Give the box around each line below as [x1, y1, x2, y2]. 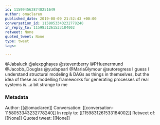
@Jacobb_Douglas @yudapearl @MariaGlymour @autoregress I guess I [5, 66, 149, 72]
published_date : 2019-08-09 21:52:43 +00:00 [5, 16, 97, 21]
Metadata [5, 93, 28, 100]
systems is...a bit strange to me [5, 81, 68, 88]
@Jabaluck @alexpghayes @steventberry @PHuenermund [5, 61, 123, 67]
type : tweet [5, 39, 29, 44]
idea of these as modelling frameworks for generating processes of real [5, 76, 149, 82]
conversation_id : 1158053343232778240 [5, 20, 84, 26]
